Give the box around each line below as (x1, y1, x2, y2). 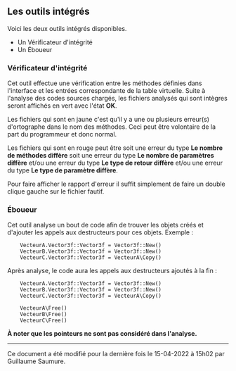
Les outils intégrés (7, 6, 90, 18)
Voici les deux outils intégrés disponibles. (7, 24, 127, 32)
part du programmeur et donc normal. (7, 130, 117, 139)
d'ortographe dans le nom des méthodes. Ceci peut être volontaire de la (7, 122, 216, 131)
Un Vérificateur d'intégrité (17, 38, 93, 46)
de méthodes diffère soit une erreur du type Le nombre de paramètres (7, 151, 214, 160)
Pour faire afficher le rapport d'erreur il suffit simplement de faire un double (7, 180, 226, 189)
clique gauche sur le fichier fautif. (7, 187, 105, 196)
